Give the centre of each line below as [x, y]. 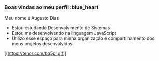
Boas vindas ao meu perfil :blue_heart [52, 7]
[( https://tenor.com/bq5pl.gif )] [36, 53]
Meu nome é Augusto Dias [32, 18]
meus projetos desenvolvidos [42, 44]
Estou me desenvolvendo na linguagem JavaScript [64, 33]
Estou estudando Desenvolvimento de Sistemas [61, 28]
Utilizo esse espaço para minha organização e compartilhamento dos [83, 38]
